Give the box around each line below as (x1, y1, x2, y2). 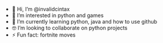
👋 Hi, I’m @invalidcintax (11, 6, 70, 12)
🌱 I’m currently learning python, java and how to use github (11, 18, 158, 25)
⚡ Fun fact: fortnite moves (11, 31, 76, 38)
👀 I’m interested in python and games (11, 12, 104, 19)
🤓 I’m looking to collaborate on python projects (11, 24, 128, 31)
